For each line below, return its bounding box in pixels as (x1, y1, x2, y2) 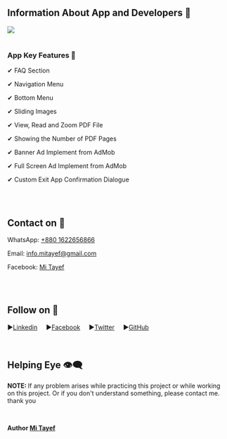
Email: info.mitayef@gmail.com (7, 249, 97, 257)
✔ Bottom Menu (7, 94, 54, 102)
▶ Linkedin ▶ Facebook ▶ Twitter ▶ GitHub (7, 323, 149, 331)
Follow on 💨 (7, 304, 59, 317)
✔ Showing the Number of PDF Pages (7, 134, 117, 143)
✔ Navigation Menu (7, 80, 64, 89)
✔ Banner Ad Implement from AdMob (7, 148, 115, 157)
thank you (7, 396, 37, 405)
